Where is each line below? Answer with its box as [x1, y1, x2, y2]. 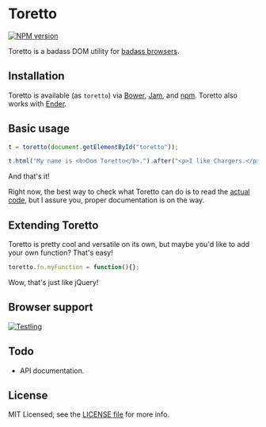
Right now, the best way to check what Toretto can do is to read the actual [8, 187, 251, 197]
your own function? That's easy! [8, 248, 113, 258]
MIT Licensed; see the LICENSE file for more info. [8, 410, 170, 419]
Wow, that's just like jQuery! [8, 278, 99, 287]
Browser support [8, 301, 93, 314]
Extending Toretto [8, 218, 99, 232]
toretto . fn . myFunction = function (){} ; [8, 264, 140, 271]
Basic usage [8, 122, 70, 136]
